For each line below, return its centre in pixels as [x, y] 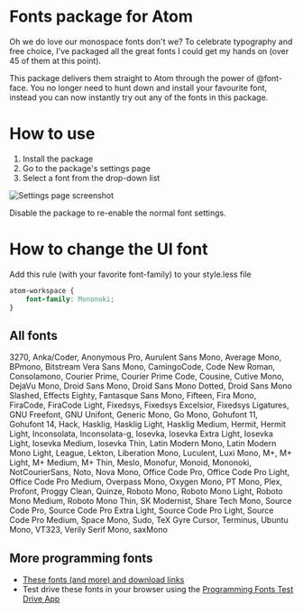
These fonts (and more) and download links [103, 580]
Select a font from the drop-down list [91, 178]
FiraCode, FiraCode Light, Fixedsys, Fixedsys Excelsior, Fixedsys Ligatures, [149, 405]
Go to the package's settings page [87, 168]
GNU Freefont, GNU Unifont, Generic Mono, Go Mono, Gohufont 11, [134, 415]
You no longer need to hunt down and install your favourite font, [149, 87]
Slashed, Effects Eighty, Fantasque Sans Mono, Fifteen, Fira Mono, [133, 396]
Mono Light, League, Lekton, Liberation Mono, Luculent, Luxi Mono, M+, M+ [151, 453]
